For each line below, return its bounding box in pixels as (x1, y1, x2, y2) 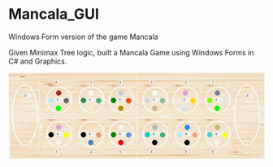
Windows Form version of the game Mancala (8, 32, 158, 42)
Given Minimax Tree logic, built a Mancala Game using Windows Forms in (8, 47, 254, 57)
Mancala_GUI (8, 5, 100, 24)
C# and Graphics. (8, 56, 67, 66)
